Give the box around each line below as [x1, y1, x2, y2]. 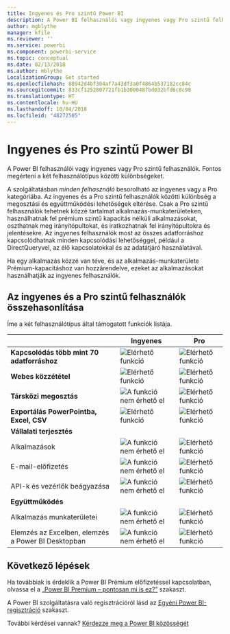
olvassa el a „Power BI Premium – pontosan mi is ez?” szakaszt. [7, 585, 186, 594]
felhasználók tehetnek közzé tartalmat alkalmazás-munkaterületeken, [7, 207, 203, 215]
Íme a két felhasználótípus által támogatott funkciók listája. [7, 320, 172, 328]
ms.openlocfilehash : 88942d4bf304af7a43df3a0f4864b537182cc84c [7, 80, 192, 87]
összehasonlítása [7, 301, 84, 313]
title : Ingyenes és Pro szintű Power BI [7, 10, 125, 17]
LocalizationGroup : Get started [7, 73, 99, 81]
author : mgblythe [7, 23, 57, 30]
